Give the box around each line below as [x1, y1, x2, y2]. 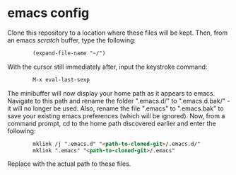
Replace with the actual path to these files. [7, 159, 131, 168]
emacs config [7, 5, 90, 21]
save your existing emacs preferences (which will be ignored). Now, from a [7, 111, 225, 120]
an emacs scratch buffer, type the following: [7, 35, 136, 44]
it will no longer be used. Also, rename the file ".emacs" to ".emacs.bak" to [7, 104, 224, 113]
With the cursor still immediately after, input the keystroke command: [7, 62, 208, 71]
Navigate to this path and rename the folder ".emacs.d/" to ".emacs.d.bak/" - [7, 96, 230, 105]
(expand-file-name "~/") [33, 50, 106, 57]
